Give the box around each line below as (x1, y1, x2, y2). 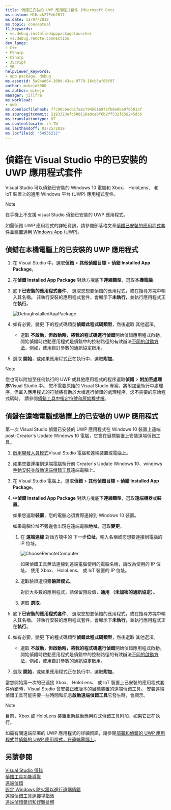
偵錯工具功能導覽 (5, 773, 41, 779)
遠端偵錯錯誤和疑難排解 (5, 799, 54, 805)
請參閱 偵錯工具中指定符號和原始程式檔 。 (24, 395, 109, 401)
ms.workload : (5, 97, 33, 102)
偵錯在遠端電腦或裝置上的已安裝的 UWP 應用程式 (5, 412, 159, 420)
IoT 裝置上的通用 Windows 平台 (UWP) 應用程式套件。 (5, 191, 119, 197)
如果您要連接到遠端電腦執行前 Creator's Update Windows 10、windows (12, 461, 162, 467)
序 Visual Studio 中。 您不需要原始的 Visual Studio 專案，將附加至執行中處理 (5, 383, 163, 389)
